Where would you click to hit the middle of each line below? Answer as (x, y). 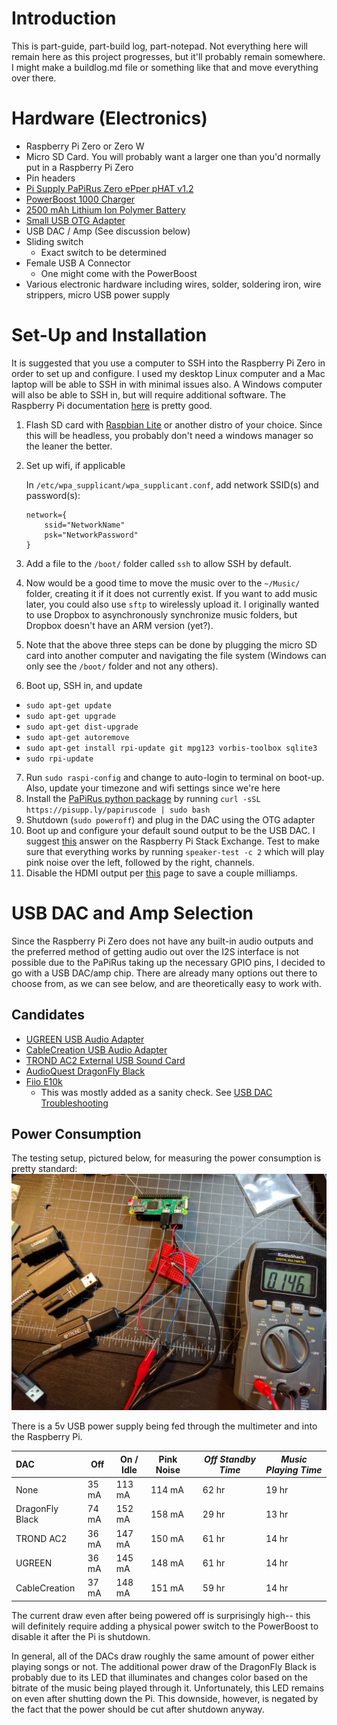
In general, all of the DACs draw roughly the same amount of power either (163, 1656)
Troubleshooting (74, 1103)
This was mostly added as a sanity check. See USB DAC (156, 1092)
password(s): (53, 495)
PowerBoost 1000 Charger (80, 199)
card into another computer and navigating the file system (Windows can (176, 655)
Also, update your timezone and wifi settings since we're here (153, 788)
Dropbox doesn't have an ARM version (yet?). (119, 625)
